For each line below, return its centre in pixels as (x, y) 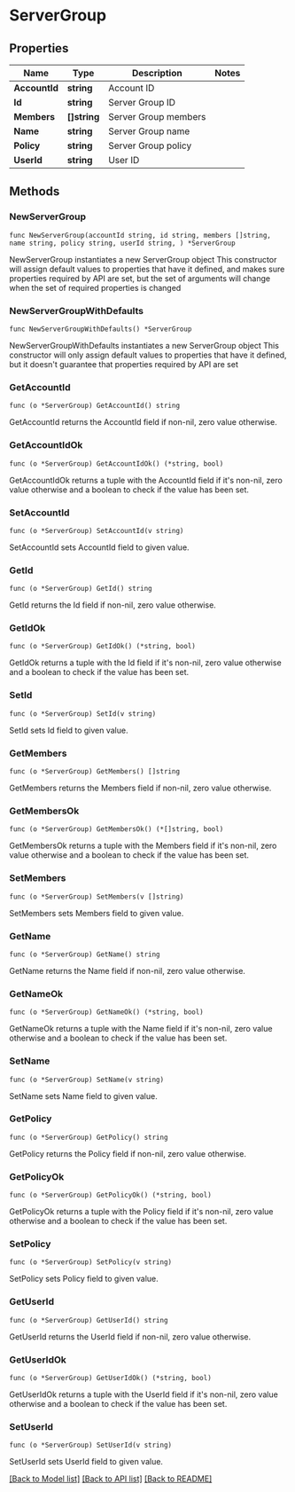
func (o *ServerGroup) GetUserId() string (89, 1320)
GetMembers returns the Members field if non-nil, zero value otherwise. (140, 788)
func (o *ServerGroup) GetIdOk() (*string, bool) (103, 647)
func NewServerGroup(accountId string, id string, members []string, (140, 235)
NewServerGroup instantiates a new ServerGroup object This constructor (143, 259)
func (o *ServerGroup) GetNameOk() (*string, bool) (106, 1012)
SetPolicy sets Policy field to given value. (84, 1279)
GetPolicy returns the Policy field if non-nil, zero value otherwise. (128, 1153)
